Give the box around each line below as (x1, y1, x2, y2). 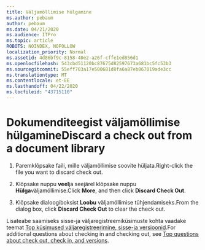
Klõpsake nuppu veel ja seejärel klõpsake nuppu (15, 180, 137, 187)
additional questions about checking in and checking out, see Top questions (6, 230, 199, 237)
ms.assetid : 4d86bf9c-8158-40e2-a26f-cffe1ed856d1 (6, 55, 139, 61)
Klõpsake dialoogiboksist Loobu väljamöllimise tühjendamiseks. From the (15, 198, 199, 206)
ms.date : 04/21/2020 (6, 26, 60, 33)
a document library (6, 142, 106, 155)
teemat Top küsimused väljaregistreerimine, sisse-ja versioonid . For (6, 224, 176, 231)
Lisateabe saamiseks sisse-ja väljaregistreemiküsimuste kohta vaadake (6, 217, 187, 224)
